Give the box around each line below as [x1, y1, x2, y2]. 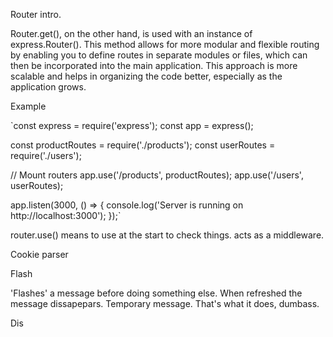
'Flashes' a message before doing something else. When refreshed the [10, 287, 303, 299]
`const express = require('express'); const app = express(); [10, 120, 254, 131]
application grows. [10, 81, 87, 93]
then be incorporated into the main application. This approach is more [10, 60, 298, 71]
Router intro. [10, 9, 62, 20]
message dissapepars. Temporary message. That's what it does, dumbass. [10, 298, 320, 309]
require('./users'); [10, 150, 82, 161]
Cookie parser [10, 249, 69, 260]
